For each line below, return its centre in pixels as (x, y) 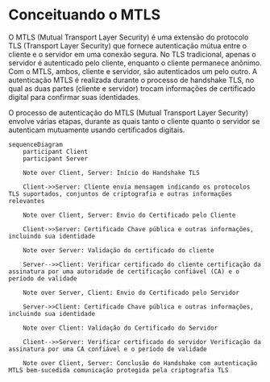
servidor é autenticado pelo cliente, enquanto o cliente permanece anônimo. (135, 63)
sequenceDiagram (35, 144)
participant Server (56, 159)
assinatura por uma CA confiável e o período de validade (108, 349)
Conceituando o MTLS (85, 15)
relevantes (27, 201)
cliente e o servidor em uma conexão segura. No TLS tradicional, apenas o (132, 54)
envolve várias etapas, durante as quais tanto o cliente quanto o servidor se (134, 121)
